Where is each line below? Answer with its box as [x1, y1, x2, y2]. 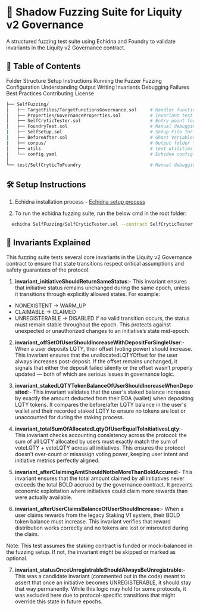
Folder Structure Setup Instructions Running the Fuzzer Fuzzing [6, 77, 162, 84]
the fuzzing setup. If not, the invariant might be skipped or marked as [6, 548, 176, 556]
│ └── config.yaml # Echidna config [6, 151, 193, 157]
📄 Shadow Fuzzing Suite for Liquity [6, 5, 183, 19]
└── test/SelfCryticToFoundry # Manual [6, 162, 171, 169]
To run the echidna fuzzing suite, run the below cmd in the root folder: [14, 210, 187, 217]
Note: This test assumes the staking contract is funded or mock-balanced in [6, 542, 193, 549]
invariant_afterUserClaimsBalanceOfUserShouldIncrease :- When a [14, 505, 184, 512]
